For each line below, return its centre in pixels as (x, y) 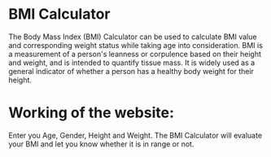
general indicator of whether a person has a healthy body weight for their (131, 71)
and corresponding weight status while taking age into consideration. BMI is (135, 45)
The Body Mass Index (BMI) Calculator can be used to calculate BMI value (133, 37)
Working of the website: (92, 113)
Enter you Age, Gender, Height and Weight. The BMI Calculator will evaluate (135, 135)
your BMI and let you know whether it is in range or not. (101, 144)
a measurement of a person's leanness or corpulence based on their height (135, 54)
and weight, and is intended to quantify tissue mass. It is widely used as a (132, 63)
